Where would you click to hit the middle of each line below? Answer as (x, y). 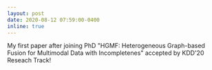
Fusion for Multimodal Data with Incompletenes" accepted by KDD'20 (106, 53)
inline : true (26, 26)
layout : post (26, 13)
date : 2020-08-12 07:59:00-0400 (53, 20)
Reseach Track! (29, 60)
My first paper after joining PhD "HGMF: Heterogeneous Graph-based (106, 46)
